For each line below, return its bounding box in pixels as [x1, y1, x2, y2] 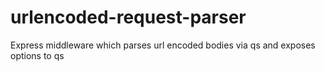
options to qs [10, 49, 65, 61]
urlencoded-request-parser [10, 6, 247, 29]
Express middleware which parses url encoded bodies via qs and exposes [10, 39, 316, 51]
